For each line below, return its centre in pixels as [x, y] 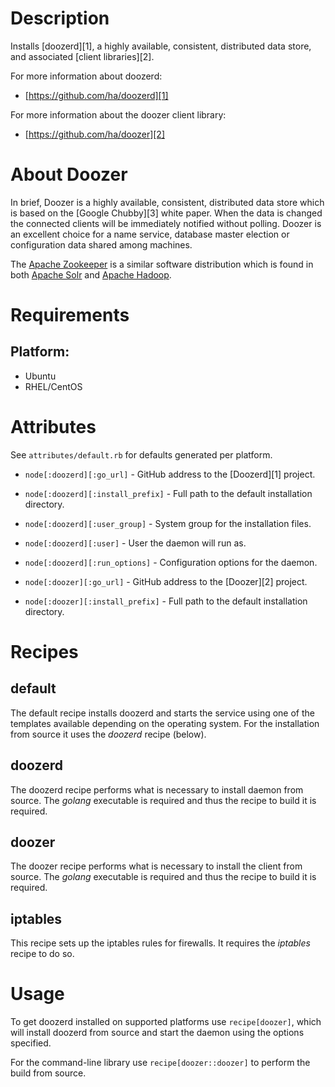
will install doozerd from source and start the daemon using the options [157, 1033]
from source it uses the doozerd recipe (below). [108, 734]
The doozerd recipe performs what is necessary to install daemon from [157, 789]
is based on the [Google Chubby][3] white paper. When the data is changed [166, 213]
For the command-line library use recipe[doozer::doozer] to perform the [160, 1063]
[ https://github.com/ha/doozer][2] [95, 134]
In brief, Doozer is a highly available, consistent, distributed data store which [167, 202]
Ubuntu [40, 376]
